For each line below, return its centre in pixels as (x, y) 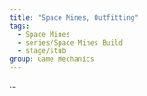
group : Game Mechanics (52, 59)
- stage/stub (42, 51)
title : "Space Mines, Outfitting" (74, 17)
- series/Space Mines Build (70, 43)
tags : (19, 26)
